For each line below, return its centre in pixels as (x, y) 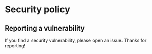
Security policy (38, 9)
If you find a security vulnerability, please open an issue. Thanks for (76, 40)
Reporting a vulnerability (45, 28)
